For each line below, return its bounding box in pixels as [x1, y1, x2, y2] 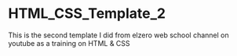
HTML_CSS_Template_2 [8, 5, 166, 23]
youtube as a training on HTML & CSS [8, 38, 131, 47]
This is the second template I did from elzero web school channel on [8, 30, 229, 40]
